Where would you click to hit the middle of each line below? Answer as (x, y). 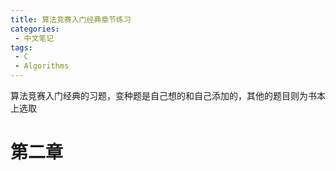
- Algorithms (42, 66)
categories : (35, 29)
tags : (21, 47)
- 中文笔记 (34, 38)
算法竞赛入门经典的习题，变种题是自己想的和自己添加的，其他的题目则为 (159, 95)
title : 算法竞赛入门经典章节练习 (71, 19)
